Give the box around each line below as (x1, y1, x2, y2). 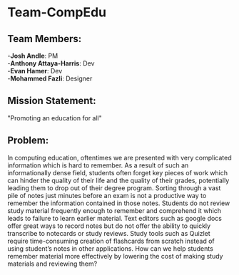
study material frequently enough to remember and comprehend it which (7, 206, 222, 214)
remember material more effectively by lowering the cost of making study (7, 251, 223, 260)
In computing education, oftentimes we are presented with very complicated (7, 153, 232, 162)
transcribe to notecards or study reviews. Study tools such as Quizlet (7, 229, 210, 237)
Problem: (7, 135, 49, 147)
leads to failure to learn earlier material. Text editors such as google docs (7, 214, 223, 222)
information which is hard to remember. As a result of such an (7, 161, 189, 170)
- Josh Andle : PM (7, 51, 59, 60)
